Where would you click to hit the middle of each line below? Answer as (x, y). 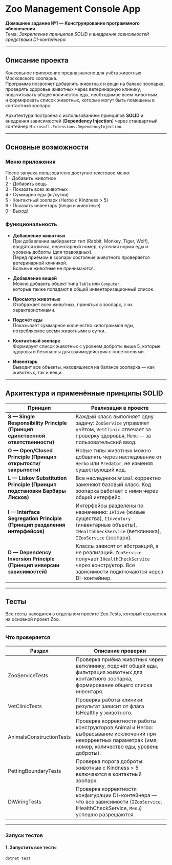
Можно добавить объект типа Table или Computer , (67, 284)
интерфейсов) (26, 531)
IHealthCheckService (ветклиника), (118, 531)
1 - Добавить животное (31, 178)
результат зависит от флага (110, 706)
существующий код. (101, 470)
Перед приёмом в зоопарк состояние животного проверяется (81, 257)
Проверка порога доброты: (110, 761)
